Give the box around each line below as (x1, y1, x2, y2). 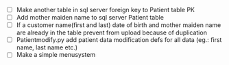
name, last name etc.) (16, 43, 78, 51)
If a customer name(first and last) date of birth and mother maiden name (16, 21, 221, 29)
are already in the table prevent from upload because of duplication (16, 28, 207, 37)
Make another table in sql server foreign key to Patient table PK (16, 6, 195, 14)
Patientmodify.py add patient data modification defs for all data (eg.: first (16, 36, 222, 44)
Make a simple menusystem (16, 51, 96, 59)
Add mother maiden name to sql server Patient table (16, 14, 164, 22)
